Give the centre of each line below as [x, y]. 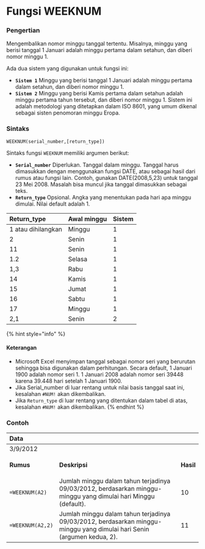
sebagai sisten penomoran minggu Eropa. [67, 113]
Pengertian [23, 31]
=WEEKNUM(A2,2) [31, 525]
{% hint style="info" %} [36, 334]
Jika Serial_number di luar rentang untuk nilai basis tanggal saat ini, [100, 387]
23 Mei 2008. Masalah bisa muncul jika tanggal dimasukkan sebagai [101, 184]
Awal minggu [88, 218]
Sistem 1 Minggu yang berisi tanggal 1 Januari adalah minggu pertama [104, 80]
